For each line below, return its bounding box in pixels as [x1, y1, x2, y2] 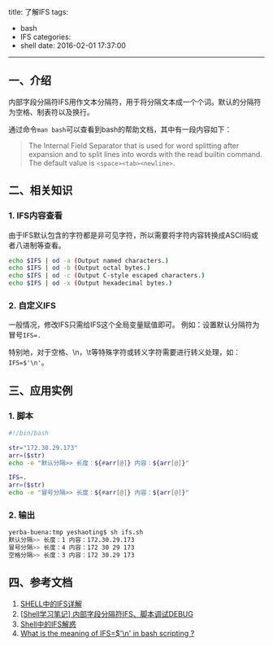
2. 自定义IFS [8, 299, 57, 311]
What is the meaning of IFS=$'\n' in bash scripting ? [19, 628, 195, 638]
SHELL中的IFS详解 [19, 599, 83, 609]
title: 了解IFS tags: [8, 7, 69, 16]
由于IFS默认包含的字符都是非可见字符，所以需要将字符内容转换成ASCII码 [8, 230, 252, 240]
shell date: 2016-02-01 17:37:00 [19, 41, 126, 50]
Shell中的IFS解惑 [19, 619, 77, 629]
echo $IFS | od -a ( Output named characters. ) [8, 256, 169, 264]
